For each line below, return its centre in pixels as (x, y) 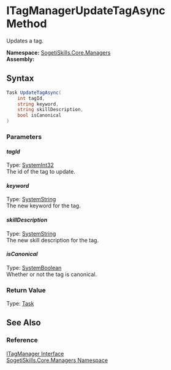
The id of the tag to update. (41, 172)
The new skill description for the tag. (53, 240)
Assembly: (21, 59)
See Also (24, 323)
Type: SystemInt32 (30, 165)
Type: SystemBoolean (34, 268)
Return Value (26, 290)
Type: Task (20, 304)
